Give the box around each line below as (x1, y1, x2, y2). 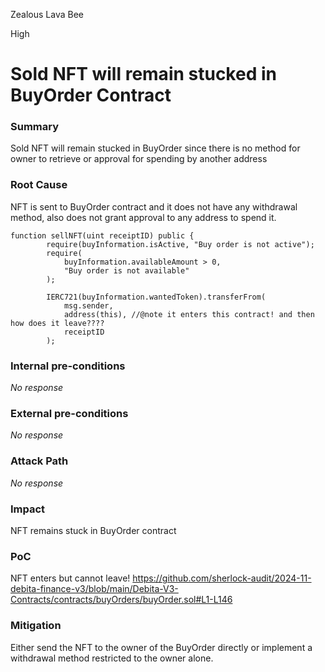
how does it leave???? (10, 318, 105, 328)
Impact (10, 502, 46, 516)
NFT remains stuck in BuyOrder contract (10, 524, 177, 536)
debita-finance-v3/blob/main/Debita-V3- (10, 583, 179, 595)
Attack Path (10, 454, 69, 468)
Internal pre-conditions (10, 359, 126, 373)
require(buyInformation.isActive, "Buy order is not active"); (46, 239, 315, 249)
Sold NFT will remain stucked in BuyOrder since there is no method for (10, 142, 301, 154)
